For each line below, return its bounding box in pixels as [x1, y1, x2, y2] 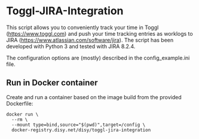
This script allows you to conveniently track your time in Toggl [6, 24, 159, 31]
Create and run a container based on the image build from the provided [6, 93, 182, 100]
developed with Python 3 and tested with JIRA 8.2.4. [6, 43, 136, 50]
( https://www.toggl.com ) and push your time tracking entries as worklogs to [6, 30, 193, 37]
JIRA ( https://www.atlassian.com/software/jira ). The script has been [6, 36, 174, 43]
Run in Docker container [6, 78, 98, 88]
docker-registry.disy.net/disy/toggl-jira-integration [11, 127, 151, 133]
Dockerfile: [6, 100, 33, 107]
